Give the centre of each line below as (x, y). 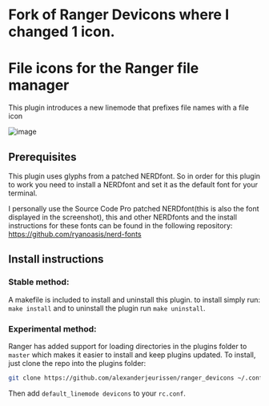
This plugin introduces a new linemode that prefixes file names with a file (129, 108)
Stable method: (39, 282)
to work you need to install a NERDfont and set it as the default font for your (133, 184)
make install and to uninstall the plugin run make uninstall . (107, 308)
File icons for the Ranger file (104, 68)
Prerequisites (42, 157)
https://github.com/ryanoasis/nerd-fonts (75, 234)
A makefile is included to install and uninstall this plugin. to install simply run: (134, 299)
